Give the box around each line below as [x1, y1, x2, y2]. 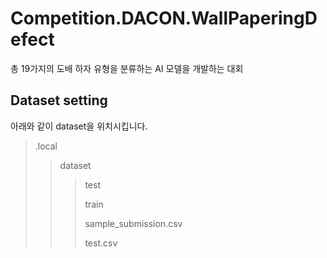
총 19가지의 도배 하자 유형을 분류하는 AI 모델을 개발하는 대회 [10, 62, 244, 74]
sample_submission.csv [84, 217, 183, 229]
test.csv [84, 237, 118, 249]
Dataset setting [10, 92, 108, 109]
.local [34, 140, 58, 152]
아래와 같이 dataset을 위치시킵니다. [10, 120, 148, 132]
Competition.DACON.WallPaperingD [10, 7, 318, 30]
